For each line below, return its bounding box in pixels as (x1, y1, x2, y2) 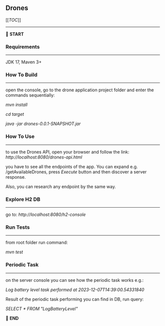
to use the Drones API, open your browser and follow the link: (5, 149, 129, 155)
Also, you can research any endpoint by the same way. (5, 184, 117, 190)
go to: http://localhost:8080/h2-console (5, 212, 86, 217)
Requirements (5, 43, 40, 50)
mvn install (5, 102, 28, 108)
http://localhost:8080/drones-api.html (5, 154, 82, 160)
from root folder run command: (5, 240, 68, 245)
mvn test (5, 249, 24, 255)
